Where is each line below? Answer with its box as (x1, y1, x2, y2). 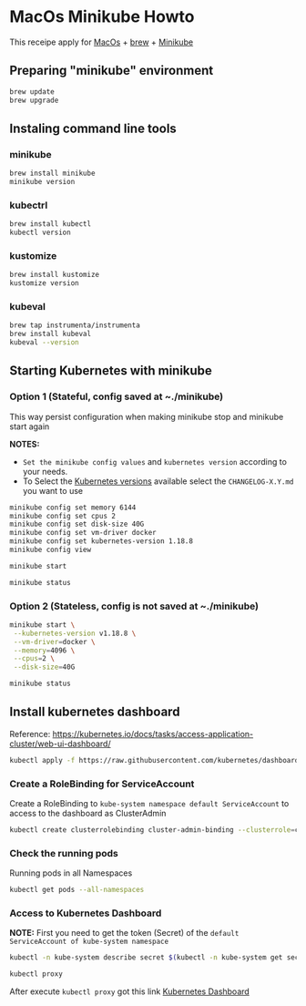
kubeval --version (9, 338, 79, 347)
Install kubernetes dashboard (9, 704, 180, 720)
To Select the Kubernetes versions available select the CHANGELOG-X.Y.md (22, 476, 294, 487)
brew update (9, 87, 55, 97)
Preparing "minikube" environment (9, 63, 214, 78)
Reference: (9, 728, 51, 739)
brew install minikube (9, 169, 96, 179)
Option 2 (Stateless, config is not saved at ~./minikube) (9, 600, 260, 612)
